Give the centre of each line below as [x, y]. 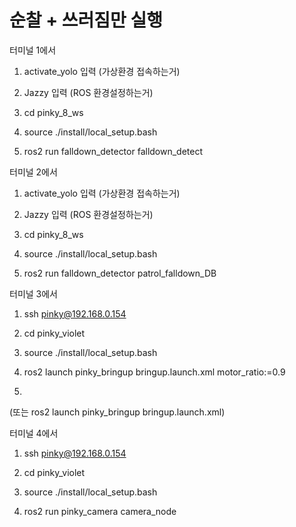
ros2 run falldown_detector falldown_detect [113, 151]
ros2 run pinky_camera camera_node [100, 511]
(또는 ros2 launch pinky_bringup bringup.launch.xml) [117, 412]
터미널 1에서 [33, 50]
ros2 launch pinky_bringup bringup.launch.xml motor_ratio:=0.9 [154, 372]
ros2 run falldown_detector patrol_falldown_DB [120, 273]
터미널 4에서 [34, 433]
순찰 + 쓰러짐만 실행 [86, 20]
